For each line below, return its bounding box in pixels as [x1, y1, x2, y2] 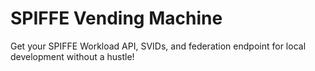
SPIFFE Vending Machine [10, 7, 223, 30]
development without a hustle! [10, 50, 135, 62]
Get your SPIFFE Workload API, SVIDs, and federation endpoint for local [10, 40, 307, 52]
